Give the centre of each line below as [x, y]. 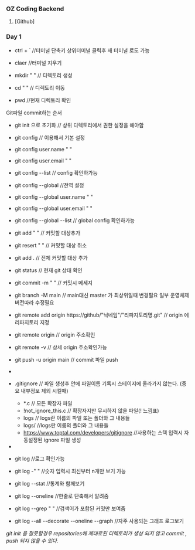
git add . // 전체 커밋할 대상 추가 [51, 257]
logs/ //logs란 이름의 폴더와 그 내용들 [66, 425]
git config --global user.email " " [53, 208]
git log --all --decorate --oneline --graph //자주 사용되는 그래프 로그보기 [99, 521]
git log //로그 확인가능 [40, 459]
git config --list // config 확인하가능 [56, 172]
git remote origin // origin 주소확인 [55, 335]
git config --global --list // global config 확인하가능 [75, 220]
